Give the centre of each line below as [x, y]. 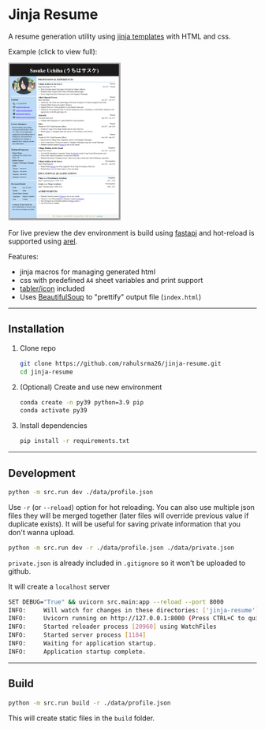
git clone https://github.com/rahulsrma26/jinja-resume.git [120, 363]
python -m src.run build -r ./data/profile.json [90, 703]
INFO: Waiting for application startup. [82, 644]
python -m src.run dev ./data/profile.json [81, 492]
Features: [24, 256]
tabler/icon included [52, 288]
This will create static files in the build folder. [82, 718]
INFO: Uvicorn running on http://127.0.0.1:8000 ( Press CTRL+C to [127, 619]
